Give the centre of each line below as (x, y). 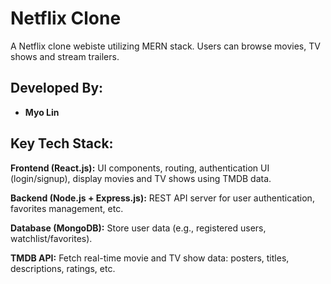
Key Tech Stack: (62, 143)
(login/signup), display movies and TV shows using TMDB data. (141, 178)
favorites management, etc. (67, 208)
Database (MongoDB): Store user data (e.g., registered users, (138, 228)
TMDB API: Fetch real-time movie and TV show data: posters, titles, (150, 258)
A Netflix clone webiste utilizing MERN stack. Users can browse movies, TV (165, 46)
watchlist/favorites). (51, 238)
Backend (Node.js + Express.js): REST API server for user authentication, (162, 198)
